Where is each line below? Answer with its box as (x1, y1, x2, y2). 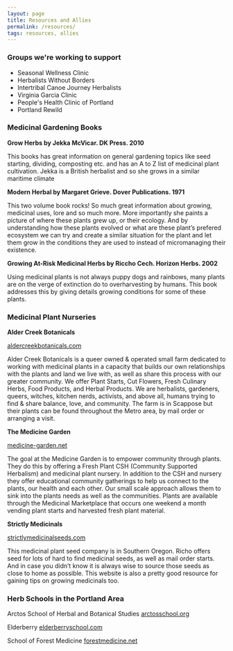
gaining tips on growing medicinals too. (7, 577, 120, 585)
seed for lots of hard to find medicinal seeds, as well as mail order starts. (7, 554, 215, 563)
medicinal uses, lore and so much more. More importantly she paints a (7, 208, 208, 217)
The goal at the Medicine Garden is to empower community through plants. (7, 455, 222, 463)
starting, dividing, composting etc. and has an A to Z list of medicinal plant (7, 159, 219, 168)
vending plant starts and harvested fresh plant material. (7, 506, 166, 515)
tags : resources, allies (7, 29, 79, 37)
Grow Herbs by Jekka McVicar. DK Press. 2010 (7, 139, 144, 147)
